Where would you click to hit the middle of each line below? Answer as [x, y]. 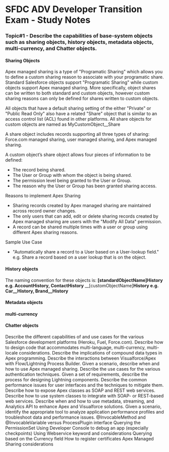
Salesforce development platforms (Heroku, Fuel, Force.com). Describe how [84, 342]
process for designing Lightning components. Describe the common [76, 379]
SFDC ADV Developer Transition [74, 9]
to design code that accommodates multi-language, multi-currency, [76, 347]
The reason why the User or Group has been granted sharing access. [84, 186]
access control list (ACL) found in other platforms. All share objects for [78, 119]
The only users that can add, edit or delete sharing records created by [86, 216]
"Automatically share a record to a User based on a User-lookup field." [86, 252]
